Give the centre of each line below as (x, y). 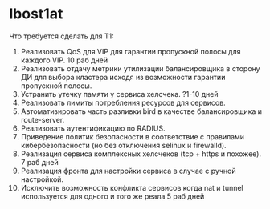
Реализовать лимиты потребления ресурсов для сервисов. (123, 102)
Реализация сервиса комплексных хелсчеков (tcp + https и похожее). (141, 154)
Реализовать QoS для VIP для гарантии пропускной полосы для (131, 51)
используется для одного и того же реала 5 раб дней (112, 196)
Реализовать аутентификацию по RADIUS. (93, 128)
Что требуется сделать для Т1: (62, 36)
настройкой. (42, 179)
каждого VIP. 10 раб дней (64, 60)
